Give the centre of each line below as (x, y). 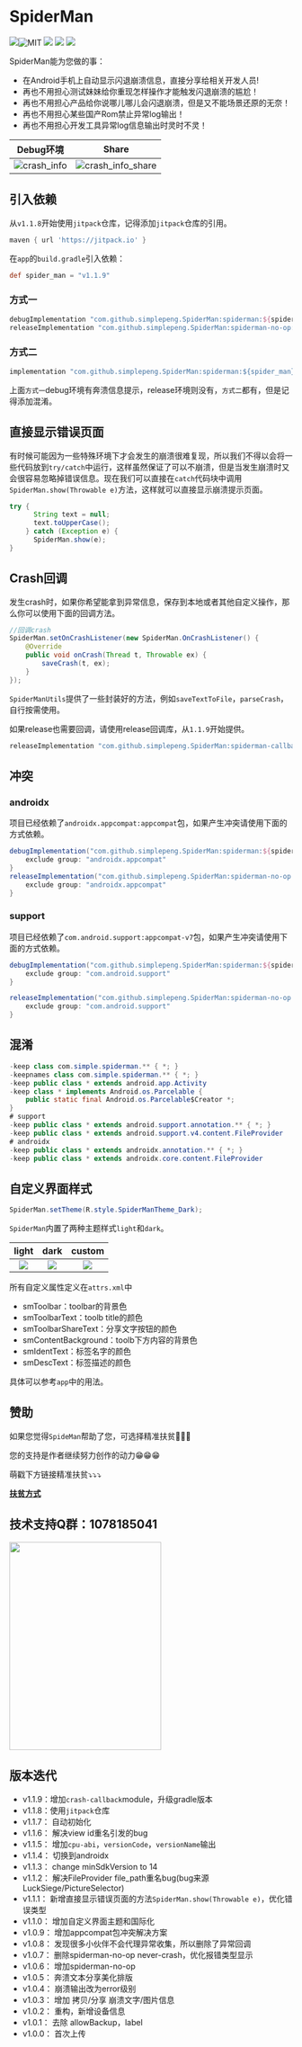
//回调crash (30, 630)
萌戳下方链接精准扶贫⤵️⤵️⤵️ (55, 1474)
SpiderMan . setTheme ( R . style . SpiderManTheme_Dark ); (106, 1210)
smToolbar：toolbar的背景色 (75, 1307)
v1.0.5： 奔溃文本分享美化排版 (77, 1977)
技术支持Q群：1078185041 (84, 1525)
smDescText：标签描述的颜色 (77, 1363)
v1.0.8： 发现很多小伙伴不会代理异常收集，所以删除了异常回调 (137, 1944)
